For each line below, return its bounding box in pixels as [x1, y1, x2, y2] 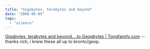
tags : [5, 16, 16, 21]
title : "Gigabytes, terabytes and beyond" [5, 7, 93, 12]
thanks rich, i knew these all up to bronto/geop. [5, 39, 100, 45]
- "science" [9, 20, 34, 25]
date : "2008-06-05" [5, 12, 45, 16]
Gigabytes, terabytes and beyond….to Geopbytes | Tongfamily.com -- [5, 34, 145, 39]
